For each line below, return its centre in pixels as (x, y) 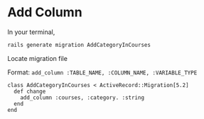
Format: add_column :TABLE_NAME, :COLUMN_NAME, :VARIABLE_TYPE (102, 72)
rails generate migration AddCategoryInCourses (79, 45)
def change (30, 91)
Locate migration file (37, 58)
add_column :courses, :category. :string (82, 97)
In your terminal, (31, 32)
